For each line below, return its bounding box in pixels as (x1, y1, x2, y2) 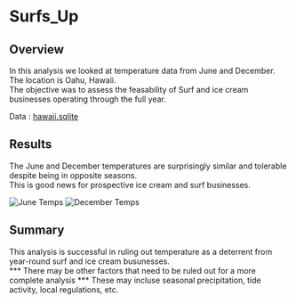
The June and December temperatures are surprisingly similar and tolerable (9, 160, 287, 171)
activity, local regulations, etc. (9, 283, 119, 295)
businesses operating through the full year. (9, 94, 167, 104)
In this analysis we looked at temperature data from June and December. (9, 65, 276, 76)
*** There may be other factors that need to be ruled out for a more (9, 265, 256, 275)
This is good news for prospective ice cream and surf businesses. (9, 179, 251, 190)
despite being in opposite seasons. (9, 169, 138, 180)
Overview (9, 42, 65, 57)
